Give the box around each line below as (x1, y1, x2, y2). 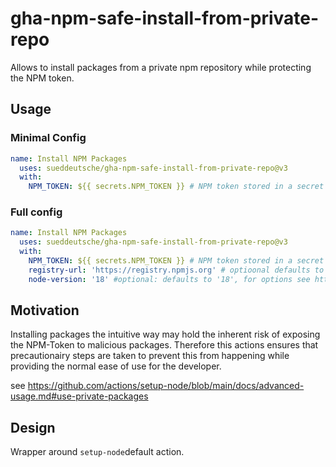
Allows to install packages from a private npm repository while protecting (10, 61, 312, 73)
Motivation (10, 302, 80, 319)
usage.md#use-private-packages (10, 390, 149, 402)
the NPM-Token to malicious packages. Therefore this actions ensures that (10, 339, 319, 351)
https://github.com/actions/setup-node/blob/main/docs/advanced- (27, 380, 305, 392)
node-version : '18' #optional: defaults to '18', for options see (28, 274, 311, 284)
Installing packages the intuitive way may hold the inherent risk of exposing (10, 328, 321, 341)
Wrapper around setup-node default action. (10, 446, 185, 458)
